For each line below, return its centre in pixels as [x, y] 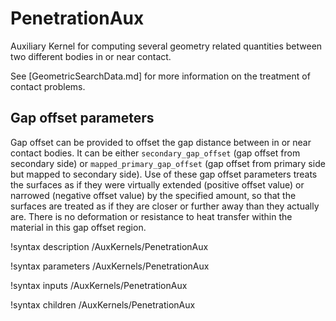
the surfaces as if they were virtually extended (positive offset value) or [157, 184]
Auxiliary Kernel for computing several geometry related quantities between [166, 46]
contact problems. [48, 86]
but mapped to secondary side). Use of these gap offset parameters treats [164, 174]
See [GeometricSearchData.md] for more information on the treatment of [160, 76]
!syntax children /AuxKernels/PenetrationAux [103, 304]
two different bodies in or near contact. [91, 56]
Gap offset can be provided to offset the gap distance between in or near [161, 142]
